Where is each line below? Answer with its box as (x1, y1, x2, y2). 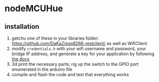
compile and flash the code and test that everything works (11, 72, 129, 77)
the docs (11, 56, 30, 61)
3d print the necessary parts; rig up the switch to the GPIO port (11, 61, 139, 67)
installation (4, 22, 40, 31)
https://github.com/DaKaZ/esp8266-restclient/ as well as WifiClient (11, 41, 147, 46)
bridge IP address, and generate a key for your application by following (11, 51, 155, 57)
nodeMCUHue (4, 3, 63, 14)
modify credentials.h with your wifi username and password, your (11, 46, 146, 51)
